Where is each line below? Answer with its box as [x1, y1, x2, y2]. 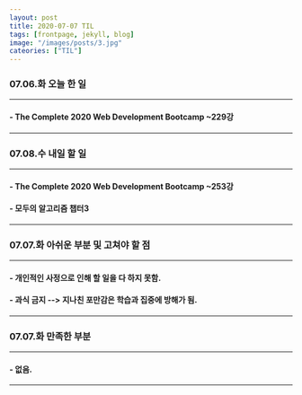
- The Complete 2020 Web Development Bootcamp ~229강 [9, 111, 234, 122]
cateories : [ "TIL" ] [9, 47, 83, 56]
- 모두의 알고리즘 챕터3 [9, 203, 90, 214]
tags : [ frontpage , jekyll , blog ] [9, 30, 135, 39]
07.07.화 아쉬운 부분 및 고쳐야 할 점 [9, 239, 151, 251]
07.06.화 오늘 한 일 [9, 78, 87, 91]
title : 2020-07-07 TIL [9, 22, 94, 31]
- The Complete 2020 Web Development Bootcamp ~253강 [9, 180, 234, 191]
